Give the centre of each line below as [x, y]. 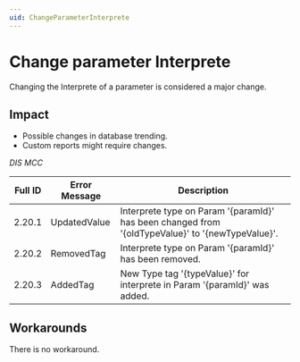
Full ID [28, 190]
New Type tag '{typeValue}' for [185, 274]
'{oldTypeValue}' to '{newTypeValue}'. [199, 233]
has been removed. [160, 259]
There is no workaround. [54, 349]
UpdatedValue [80, 223]
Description [204, 190]
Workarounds [48, 328]
